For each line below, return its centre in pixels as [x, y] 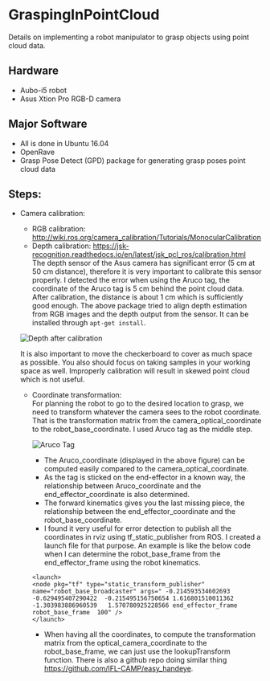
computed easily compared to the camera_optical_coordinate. [146, 469]
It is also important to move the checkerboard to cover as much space [136, 354]
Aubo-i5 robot [43, 90]
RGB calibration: [59, 229]
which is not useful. [52, 380]
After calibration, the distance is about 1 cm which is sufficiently [137, 297]
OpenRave [37, 152]
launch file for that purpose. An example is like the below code [147, 546]
